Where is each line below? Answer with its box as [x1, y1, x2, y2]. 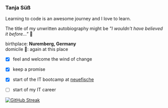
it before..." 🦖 [5, 31, 33, 37]
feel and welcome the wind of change [12, 56, 92, 62]
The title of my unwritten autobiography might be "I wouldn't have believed [5, 25, 163, 32]
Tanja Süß [5, 4, 31, 11]
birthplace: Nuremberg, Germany [5, 41, 77, 47]
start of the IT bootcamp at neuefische [12, 76, 94, 83]
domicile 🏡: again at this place [5, 46, 68, 52]
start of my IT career [12, 87, 56, 93]
